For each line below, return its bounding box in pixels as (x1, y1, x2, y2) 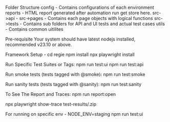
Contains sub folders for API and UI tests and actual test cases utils (23, 21, 165, 27)
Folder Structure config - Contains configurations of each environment (5, 5, 155, 10)
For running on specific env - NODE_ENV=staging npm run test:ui (5, 111, 143, 117)
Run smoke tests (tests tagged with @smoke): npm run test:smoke (5, 71, 145, 77)
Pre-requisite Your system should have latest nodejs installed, (5, 36, 136, 42)
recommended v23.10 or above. (5, 42, 72, 48)
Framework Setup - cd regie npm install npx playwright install (5, 51, 135, 57)
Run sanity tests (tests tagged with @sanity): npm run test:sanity (5, 82, 142, 87)
